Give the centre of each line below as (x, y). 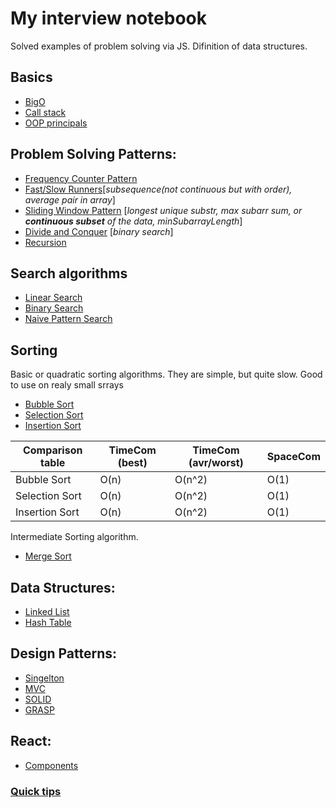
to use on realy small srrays (67, 385)
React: (31, 741)
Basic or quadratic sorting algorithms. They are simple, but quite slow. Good (166, 374)
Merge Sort (48, 556)
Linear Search (53, 298)
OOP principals (56, 123)
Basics (31, 77)
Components (51, 765)
